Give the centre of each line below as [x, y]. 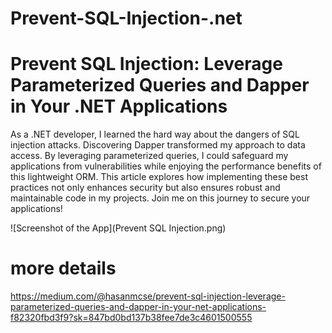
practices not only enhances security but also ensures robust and [145, 188]
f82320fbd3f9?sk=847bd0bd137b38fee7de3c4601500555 [131, 318]
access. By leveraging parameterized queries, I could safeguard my [149, 156]
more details [63, 268]
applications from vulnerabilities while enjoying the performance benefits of [166, 166]
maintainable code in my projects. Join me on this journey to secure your [160, 198]
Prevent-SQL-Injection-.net [126, 18]
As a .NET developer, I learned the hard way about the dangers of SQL [155, 134]
